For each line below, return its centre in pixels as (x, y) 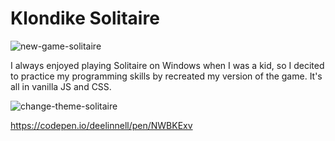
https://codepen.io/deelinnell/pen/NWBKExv (101, 125)
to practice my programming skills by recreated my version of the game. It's (166, 76)
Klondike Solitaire (85, 18)
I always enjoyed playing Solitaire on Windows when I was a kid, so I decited (167, 65)
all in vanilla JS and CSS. (61, 86)
